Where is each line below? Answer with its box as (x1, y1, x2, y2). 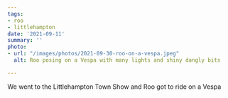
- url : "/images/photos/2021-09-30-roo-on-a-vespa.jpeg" (7, 50, 180, 58)
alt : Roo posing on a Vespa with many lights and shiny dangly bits (13, 57, 221, 64)
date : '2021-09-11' (7, 30, 65, 38)
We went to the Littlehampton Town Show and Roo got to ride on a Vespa (7, 82, 222, 91)
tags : (7, 10, 23, 18)
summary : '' (7, 37, 43, 44)
